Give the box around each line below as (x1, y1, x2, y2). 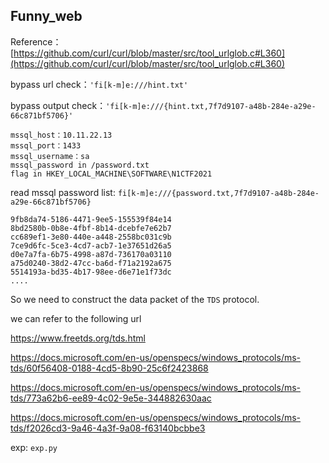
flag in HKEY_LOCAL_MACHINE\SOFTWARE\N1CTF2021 (10, 169, 213, 179)
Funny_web (10, 8, 83, 25)
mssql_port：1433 (10, 140, 82, 151)
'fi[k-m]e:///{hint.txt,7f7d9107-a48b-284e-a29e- (105, 101, 317, 111)
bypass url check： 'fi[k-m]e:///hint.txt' (10, 78, 189, 90)
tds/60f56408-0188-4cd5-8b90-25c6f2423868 (10, 362, 209, 374)
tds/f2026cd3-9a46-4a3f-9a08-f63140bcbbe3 (10, 422, 206, 434)
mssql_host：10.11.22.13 (10, 130, 113, 140)
